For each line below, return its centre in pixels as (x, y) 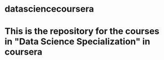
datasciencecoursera (49, 9)
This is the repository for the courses (82, 31)
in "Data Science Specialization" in (78, 42)
